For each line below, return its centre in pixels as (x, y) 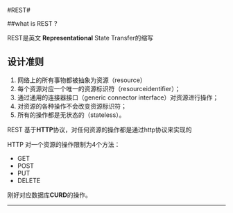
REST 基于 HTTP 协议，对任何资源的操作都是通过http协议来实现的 (100, 129)
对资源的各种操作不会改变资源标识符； (72, 106)
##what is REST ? (32, 23)
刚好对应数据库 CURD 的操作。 (49, 195)
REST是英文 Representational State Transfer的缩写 (80, 38)
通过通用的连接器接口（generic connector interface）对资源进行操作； (118, 97)
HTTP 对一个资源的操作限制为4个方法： (64, 144)
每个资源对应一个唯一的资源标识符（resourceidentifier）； (99, 88)
